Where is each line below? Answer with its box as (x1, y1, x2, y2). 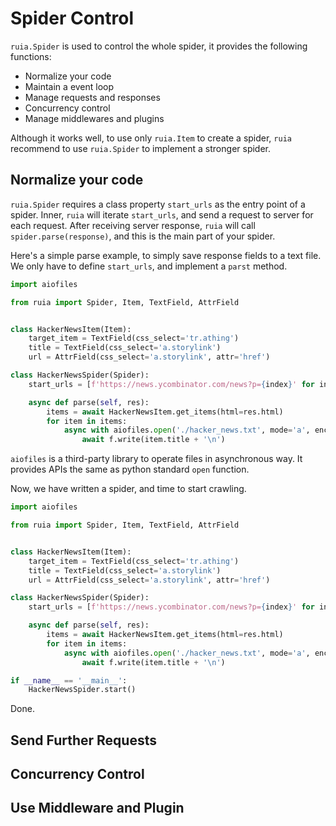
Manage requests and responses (24, 91, 161, 103)
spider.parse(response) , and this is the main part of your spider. (10, 230, 276, 242)
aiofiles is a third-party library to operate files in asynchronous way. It (10, 453, 303, 465)
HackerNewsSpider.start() (28, 685, 137, 695)
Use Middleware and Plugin (10, 800, 185, 817)
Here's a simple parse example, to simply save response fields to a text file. (10, 249, 322, 261)
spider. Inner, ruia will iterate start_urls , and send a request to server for (10, 208, 314, 221)
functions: (10, 50, 52, 62)
